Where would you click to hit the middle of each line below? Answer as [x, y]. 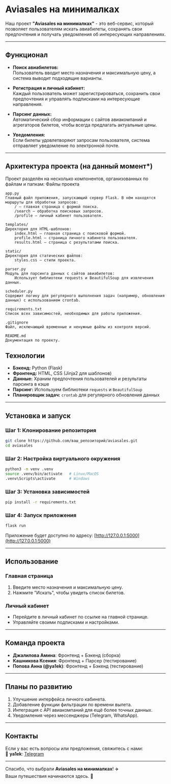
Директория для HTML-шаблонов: [38, 229]
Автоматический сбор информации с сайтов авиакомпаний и [80, 119]
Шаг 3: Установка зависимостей [48, 491]
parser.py [16, 269]
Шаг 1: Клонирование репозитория [51, 430]
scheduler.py [19, 291]
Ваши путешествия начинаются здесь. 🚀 [49, 776]
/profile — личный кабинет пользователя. [59, 215]
